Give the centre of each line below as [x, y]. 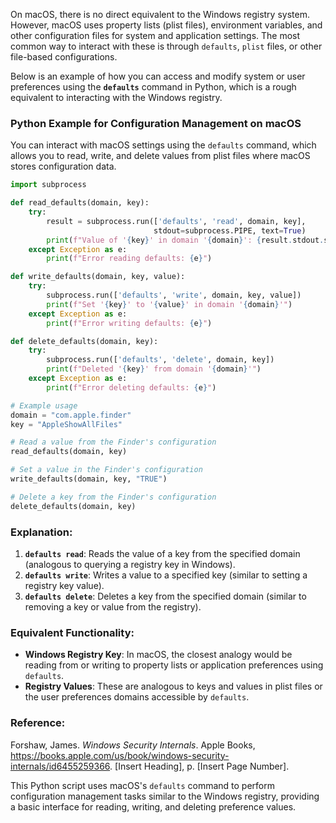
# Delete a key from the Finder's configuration [113, 497]
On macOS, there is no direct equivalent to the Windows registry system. [160, 14]
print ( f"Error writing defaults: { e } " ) [129, 323]
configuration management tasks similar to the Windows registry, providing [165, 796]
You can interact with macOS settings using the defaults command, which [163, 145]
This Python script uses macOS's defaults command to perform [142, 785]
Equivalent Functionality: [72, 632]
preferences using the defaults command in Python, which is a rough [153, 87]
